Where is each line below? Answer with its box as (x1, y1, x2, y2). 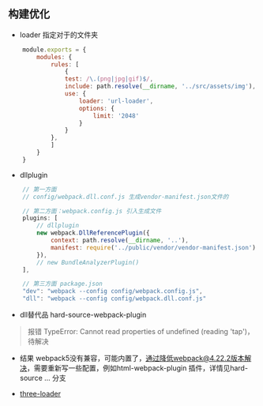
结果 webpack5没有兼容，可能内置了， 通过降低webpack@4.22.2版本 (19, 354, 245, 363)
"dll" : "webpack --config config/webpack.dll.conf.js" (22, 295, 207, 303)
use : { (64, 90, 87, 98)
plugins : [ (22, 214, 58, 223)
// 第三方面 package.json (22, 280, 103, 288)
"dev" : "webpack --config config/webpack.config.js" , (22, 288, 203, 295)
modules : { (36, 53, 73, 61)
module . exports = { (22, 46, 87, 54)
